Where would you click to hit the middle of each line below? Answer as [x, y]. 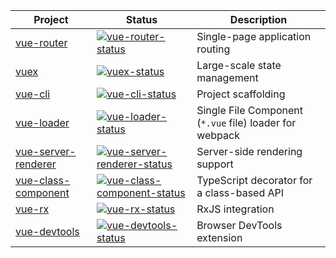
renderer [36, 164]
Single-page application [254, 36]
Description [258, 19]
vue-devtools [47, 231]
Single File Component [250, 110]
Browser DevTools [239, 225]
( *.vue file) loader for [246, 122]
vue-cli [33, 94]
